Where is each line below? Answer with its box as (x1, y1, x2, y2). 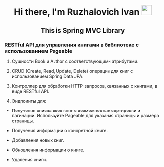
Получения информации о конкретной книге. (11, 127, 108, 133)
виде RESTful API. (11, 88, 50, 94)
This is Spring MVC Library (40, 26, 125, 35)
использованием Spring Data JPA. (11, 73, 84, 79)
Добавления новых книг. (11, 137, 64, 143)
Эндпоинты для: (11, 98, 47, 104)
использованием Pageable (4, 47, 73, 54)
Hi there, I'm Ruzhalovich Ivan (14, 6, 140, 18)
